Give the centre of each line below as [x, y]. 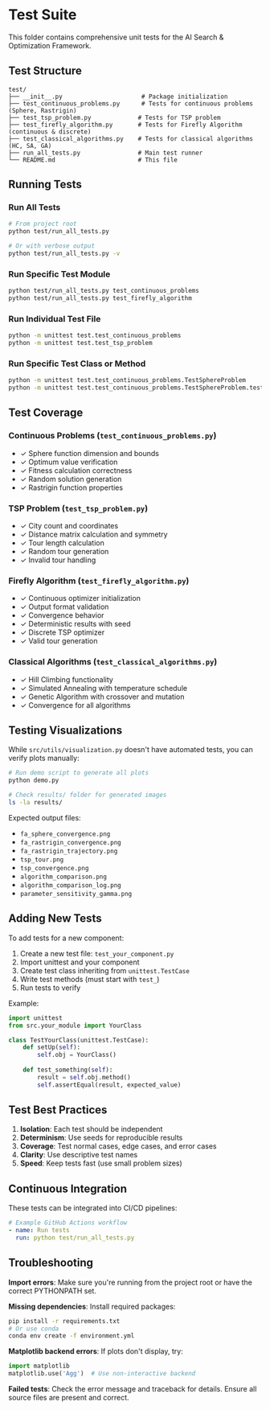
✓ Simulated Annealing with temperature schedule [103, 688]
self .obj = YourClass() [77, 1055]
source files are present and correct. [69, 1398]
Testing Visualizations [65, 731]
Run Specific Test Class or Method [77, 364]
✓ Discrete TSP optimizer [62, 632]
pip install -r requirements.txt [64, 1321]
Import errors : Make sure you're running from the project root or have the [131, 1282]
